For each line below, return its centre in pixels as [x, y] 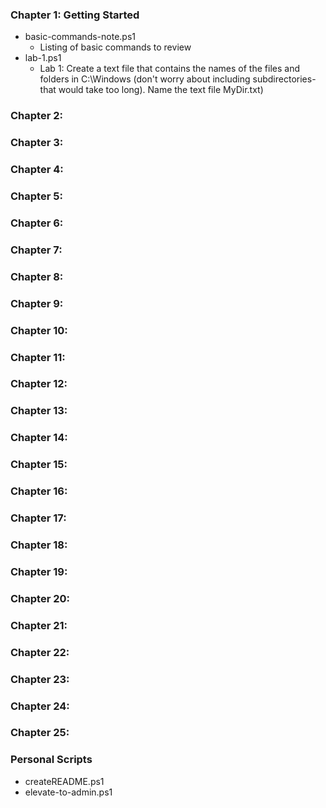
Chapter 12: [39, 384]
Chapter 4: [37, 170]
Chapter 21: [39, 625]
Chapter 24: [40, 706]
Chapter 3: [37, 143]
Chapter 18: [39, 545]
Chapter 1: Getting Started [75, 15]
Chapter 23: [40, 679]
